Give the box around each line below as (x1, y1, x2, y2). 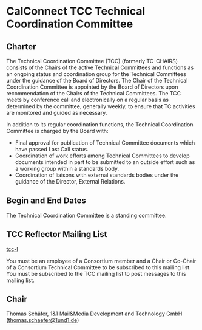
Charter (6, 41, 36, 52)
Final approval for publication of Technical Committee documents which (15, 139, 195, 146)
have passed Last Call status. (15, 146, 89, 153)
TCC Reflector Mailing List (6, 229, 107, 239)
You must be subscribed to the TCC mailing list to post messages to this (6, 270, 186, 277)
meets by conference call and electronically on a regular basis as (6, 96, 169, 103)
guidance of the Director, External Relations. (15, 178, 126, 185)
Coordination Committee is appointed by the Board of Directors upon (6, 83, 178, 91)
